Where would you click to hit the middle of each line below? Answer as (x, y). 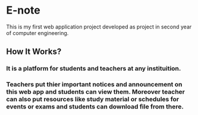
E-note (23, 10)
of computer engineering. (37, 33)
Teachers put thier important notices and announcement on (94, 85)
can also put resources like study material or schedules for (93, 100)
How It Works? (34, 52)
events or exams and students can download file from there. (95, 107)
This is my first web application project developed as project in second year (99, 27)
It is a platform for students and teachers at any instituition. (94, 69)
